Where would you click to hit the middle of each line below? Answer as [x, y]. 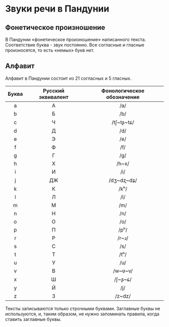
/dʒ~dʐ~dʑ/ [123, 180]
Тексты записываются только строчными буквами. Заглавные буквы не [83, 308]
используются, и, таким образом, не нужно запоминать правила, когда [82, 314]
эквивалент [54, 97]
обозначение [123, 97]
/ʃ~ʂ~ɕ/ [123, 279]
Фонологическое [123, 90]
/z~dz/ [123, 296]
